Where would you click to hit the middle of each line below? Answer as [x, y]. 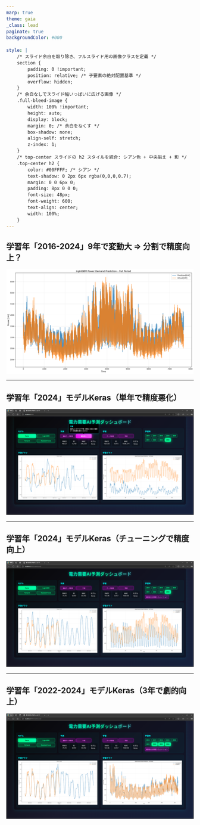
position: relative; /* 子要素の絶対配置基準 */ [85, 75]
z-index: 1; [43, 145]
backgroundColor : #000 [34, 38]
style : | [17, 51]
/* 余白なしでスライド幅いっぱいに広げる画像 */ [69, 94]
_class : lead [22, 25]
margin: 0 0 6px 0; [52, 182]
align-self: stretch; [54, 138]
